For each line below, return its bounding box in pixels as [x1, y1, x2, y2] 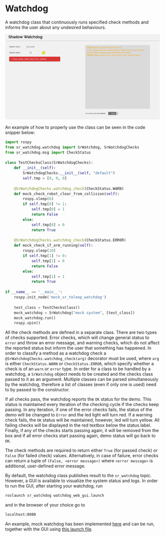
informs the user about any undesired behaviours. [5, 24, 107, 30]
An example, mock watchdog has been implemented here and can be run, [5, 521, 155, 527]
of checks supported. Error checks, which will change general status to [5, 334, 150, 341]
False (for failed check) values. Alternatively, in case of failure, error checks [5, 453, 159, 459]
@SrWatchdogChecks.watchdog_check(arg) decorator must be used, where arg [5, 356, 160, 361]
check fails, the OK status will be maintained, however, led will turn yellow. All [5, 417, 160, 423]
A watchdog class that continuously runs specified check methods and [5, 19, 149, 25]
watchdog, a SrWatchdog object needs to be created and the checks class [5, 371, 153, 377]
